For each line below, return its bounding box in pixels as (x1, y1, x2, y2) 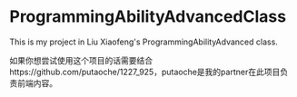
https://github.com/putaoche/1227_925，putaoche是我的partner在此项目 (9, 66, 281, 77)
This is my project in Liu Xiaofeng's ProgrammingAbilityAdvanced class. (9, 36, 279, 47)
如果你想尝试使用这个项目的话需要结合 (9, 54, 153, 65)
